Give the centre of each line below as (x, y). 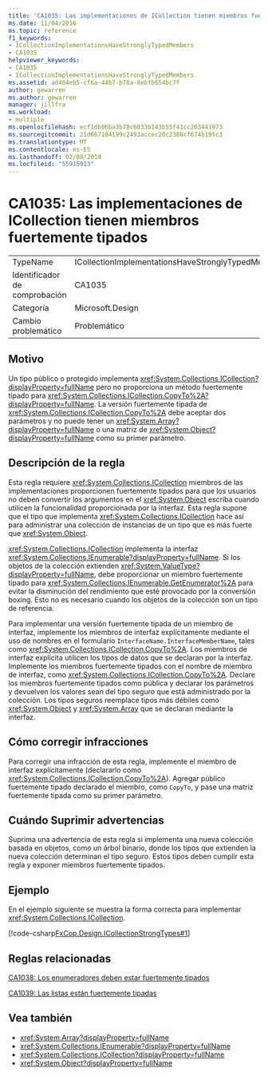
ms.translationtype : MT (48, 142)
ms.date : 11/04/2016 (43, 23)
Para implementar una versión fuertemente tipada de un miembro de (121, 623)
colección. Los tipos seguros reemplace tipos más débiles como (114, 700)
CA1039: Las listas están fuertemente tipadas (83, 993)
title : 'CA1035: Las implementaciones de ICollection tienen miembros (128, 16)
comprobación (39, 295)
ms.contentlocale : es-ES (49, 149)
